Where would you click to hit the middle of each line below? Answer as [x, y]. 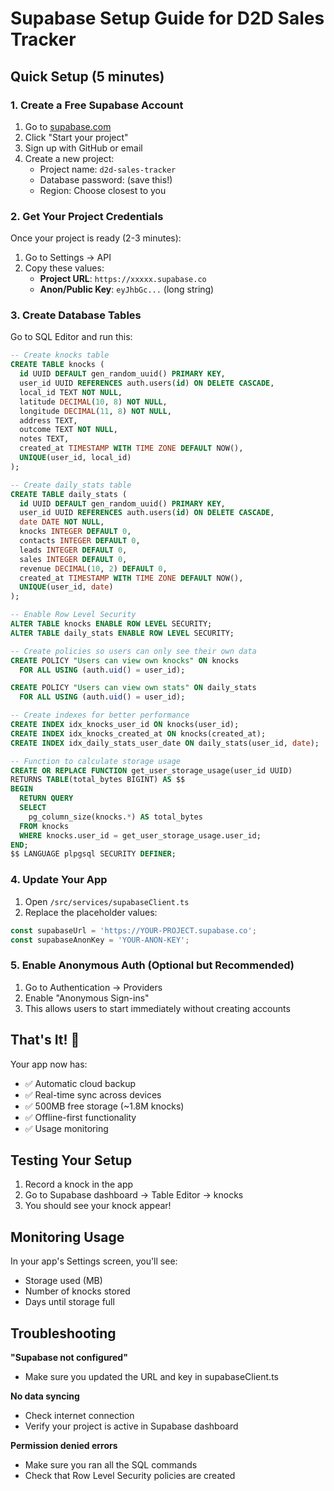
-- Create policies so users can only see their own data [133, 651]
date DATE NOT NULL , [62, 522]
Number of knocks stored [77, 1291]
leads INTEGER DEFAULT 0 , [73, 550]
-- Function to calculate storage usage [96, 761]
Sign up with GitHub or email [83, 148]
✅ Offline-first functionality [80, 1117]
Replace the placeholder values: [91, 912]
